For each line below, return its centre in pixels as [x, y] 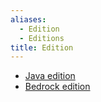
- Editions [42, 38]
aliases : [28, 19]
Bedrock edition [57, 87]
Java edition [50, 76]
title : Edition [42, 47]
